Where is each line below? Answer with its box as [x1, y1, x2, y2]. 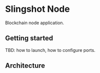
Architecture [5, 62, 46, 70]
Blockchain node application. [5, 20, 64, 26]
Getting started [5, 34, 53, 42]
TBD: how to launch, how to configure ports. [5, 47, 96, 53]
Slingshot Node [5, 3, 70, 15]
